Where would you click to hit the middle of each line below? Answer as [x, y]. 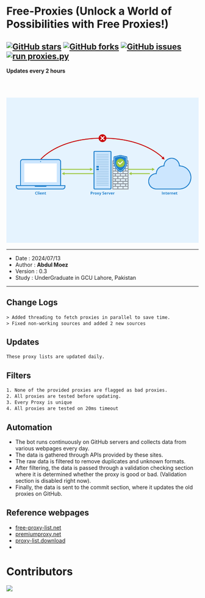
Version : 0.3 [31, 271]
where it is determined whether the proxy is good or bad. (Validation [101, 474]
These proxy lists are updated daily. [56, 357]
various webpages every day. [52, 449]
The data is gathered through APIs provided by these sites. [89, 455]
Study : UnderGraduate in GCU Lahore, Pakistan [75, 277]
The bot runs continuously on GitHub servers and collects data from [101, 442]
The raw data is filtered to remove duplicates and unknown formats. [100, 461]
